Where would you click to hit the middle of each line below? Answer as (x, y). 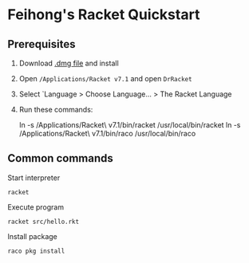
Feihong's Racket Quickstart (104, 15)
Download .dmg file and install (69, 63)
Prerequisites (41, 44)
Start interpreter (34, 178)
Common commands (60, 158)
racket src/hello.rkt (43, 222)
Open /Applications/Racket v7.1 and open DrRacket (105, 79)
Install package (32, 236)
